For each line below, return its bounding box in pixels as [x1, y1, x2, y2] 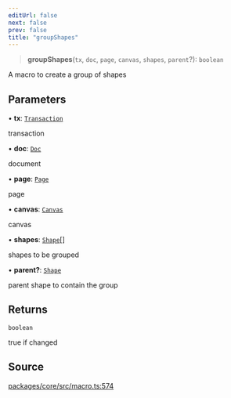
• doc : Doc [8, 144, 42, 154]
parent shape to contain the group [8, 280, 119, 290]
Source [8, 360, 45, 374]
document [8, 159, 42, 168]
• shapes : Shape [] [8, 235, 65, 244]
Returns [8, 303, 49, 317]
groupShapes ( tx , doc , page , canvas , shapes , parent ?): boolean [27, 55, 224, 64]
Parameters [8, 92, 67, 106]
